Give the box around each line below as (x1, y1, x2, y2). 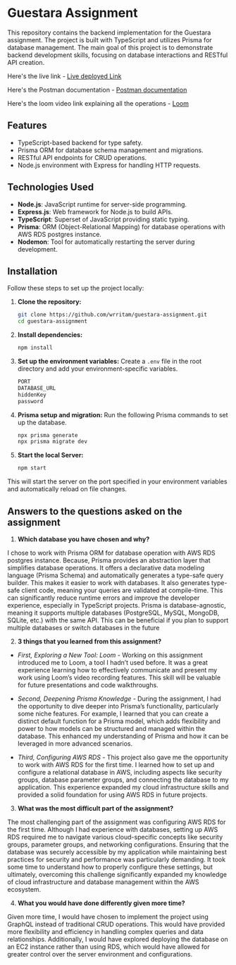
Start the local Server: (17, 451, 84, 460)
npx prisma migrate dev (17, 438, 88, 445)
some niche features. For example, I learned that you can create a (17, 709, 209, 718)
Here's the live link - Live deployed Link (7, 72, 122, 80)
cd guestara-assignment (17, 318, 88, 325)
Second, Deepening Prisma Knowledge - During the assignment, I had (17, 694, 222, 703)
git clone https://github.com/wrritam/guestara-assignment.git (17, 312, 208, 319)
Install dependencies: (17, 331, 83, 339)
